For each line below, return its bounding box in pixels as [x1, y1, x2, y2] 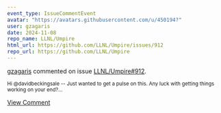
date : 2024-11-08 [7, 29, 57, 36]
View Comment [7, 98, 51, 106]
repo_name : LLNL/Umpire [7, 36, 75, 42]
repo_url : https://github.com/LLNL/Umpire [7, 49, 130, 55]
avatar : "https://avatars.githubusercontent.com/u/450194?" [7, 16, 183, 23]
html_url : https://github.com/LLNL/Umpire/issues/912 [7, 42, 164, 49]
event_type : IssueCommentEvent [7, 10, 96, 17]
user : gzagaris [7, 23, 51, 29]
